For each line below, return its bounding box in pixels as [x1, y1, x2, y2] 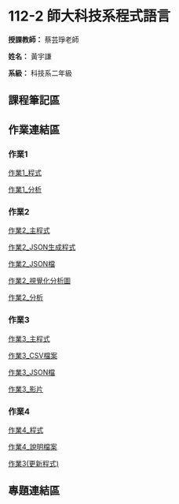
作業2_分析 [8, 293, 43, 302]
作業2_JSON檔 [8, 259, 56, 269]
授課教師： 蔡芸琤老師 [8, 35, 79, 44]
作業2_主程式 [8, 226, 50, 235]
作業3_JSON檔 [8, 368, 56, 377]
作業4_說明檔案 [8, 442, 57, 451]
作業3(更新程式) [8, 458, 59, 468]
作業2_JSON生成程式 [8, 242, 76, 252]
